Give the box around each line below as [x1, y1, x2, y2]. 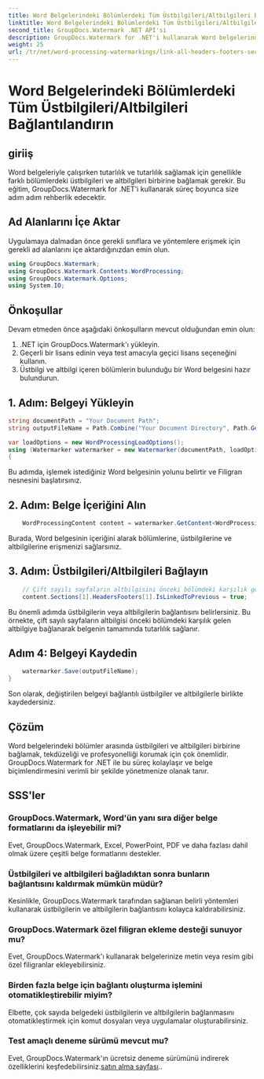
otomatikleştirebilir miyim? [8, 989, 112, 1000]
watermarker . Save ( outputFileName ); [22, 667, 139, 675]
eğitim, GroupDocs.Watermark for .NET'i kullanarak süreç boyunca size [8, 184, 240, 194]
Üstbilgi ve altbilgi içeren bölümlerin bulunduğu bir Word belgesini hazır [19, 365, 251, 375]
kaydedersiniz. [8, 697, 56, 707]
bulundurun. [19, 373, 60, 382]
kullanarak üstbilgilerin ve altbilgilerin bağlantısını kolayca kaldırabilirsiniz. [8, 904, 246, 914]
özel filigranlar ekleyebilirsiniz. [8, 960, 106, 970]
